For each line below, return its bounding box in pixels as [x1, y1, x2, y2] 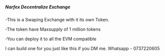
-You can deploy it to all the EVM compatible [5, 36, 96, 42]
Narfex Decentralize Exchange [5, 4, 71, 10]
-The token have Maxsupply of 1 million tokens [5, 26, 101, 32]
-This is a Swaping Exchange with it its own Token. [5, 16, 109, 22]
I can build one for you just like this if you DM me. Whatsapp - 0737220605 [5, 45, 160, 51]
